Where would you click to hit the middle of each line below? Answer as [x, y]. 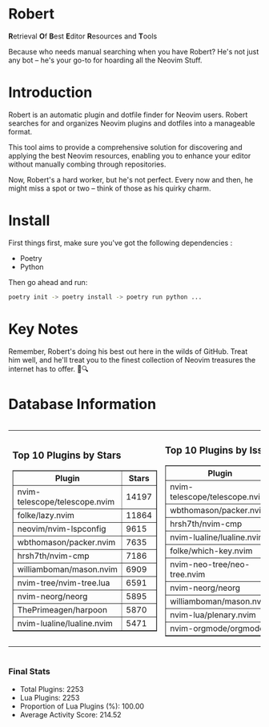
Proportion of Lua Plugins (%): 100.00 [82, 706]
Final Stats [29, 672]
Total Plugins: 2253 [52, 689]
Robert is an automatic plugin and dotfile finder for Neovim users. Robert [128, 114]
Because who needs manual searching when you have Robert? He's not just [134, 51]
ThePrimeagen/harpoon [62, 610]
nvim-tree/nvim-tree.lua [64, 583]
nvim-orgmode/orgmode [217, 629]
